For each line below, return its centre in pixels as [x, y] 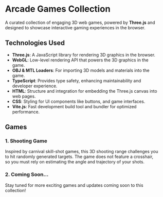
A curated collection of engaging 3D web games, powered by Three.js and [80, 22]
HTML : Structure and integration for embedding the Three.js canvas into [84, 91]
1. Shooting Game [26, 141]
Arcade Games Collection [58, 9]
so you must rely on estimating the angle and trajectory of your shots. [75, 162]
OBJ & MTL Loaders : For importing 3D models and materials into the [81, 70]
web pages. [24, 96]
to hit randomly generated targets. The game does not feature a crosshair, [79, 157]
